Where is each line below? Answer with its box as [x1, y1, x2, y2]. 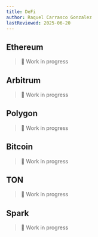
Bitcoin [6, 142, 33, 152]
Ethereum [6, 42, 44, 52]
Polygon [6, 108, 38, 118]
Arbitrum [6, 75, 41, 86]
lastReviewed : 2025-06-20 [6, 20, 71, 26]
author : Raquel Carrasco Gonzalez [6, 14, 93, 20]
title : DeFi [6, 8, 36, 15]
